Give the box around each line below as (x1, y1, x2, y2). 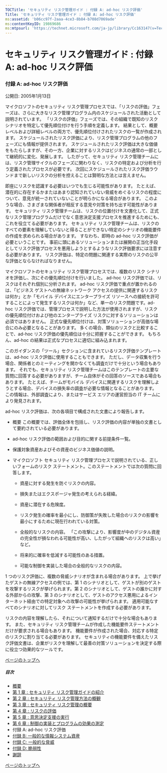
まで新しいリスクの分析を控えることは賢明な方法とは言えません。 (13, 172, 149, 178)
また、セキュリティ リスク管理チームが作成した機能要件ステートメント (14, 621, 160, 627)
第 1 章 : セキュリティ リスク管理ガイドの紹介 (12, 689, 104, 695)
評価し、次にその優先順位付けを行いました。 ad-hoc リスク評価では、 (13, 274, 158, 280)
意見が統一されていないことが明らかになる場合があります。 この (22, 195, 154, 201)
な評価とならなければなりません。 (5, 258, 75, 264)
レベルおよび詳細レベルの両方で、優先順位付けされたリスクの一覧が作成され (5, 128, 162, 134)
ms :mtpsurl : (5, 26, 30, 31)
